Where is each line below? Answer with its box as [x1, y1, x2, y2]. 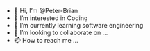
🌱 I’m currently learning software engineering [13, 21, 144, 29]
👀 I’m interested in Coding [13, 14, 88, 22]
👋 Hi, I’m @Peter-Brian [13, 7, 78, 14]
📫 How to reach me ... [13, 37, 78, 44]
